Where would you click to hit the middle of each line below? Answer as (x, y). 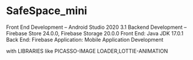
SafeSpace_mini (46, 11)
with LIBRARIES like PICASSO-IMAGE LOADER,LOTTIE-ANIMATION (87, 51)
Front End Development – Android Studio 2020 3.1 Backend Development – (96, 27)
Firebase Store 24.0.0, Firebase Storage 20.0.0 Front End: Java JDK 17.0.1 (95, 33)
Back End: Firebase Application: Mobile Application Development (85, 39)
